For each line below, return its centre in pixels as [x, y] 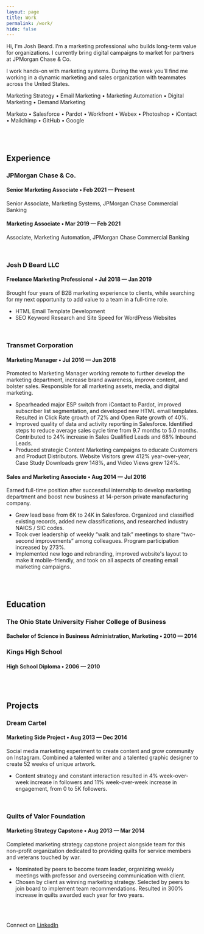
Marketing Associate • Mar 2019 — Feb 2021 [63, 224]
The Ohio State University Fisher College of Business [86, 621]
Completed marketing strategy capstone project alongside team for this [96, 844]
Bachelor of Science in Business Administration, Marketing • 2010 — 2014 [102, 636]
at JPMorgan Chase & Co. [39, 59]
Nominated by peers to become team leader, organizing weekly [95, 869]
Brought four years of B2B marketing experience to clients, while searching [100, 293]
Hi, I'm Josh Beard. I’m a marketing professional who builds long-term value [101, 46]
